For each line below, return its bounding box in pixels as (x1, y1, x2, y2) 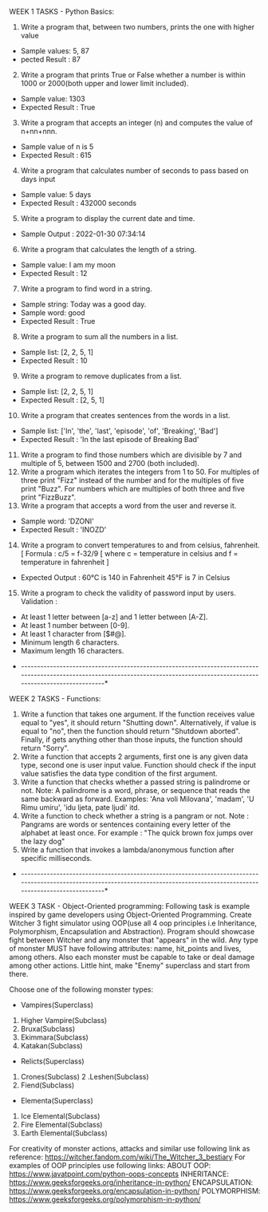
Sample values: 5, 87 (20, 46, 90, 55)
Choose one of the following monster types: (9, 985, 154, 994)
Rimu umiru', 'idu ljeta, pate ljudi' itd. (20, 803, 140, 812)
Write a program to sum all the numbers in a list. (20, 332, 179, 341)
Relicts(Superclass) (20, 1056, 85, 1066)
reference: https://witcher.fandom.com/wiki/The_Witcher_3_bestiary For (9, 1152, 246, 1162)
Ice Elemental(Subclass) (20, 1111, 100, 1120)
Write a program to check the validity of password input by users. (20, 588, 236, 598)
